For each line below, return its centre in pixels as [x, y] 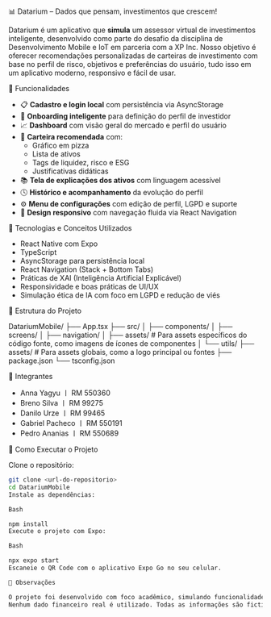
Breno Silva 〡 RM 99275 [61, 403]
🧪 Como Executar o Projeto [53, 449]
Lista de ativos [56, 154]
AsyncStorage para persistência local [82, 261]
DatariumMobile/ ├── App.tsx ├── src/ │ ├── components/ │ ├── [121, 326]
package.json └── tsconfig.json [62, 361]
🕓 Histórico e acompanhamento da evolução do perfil [112, 192]
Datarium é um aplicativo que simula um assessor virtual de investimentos [132, 30]
